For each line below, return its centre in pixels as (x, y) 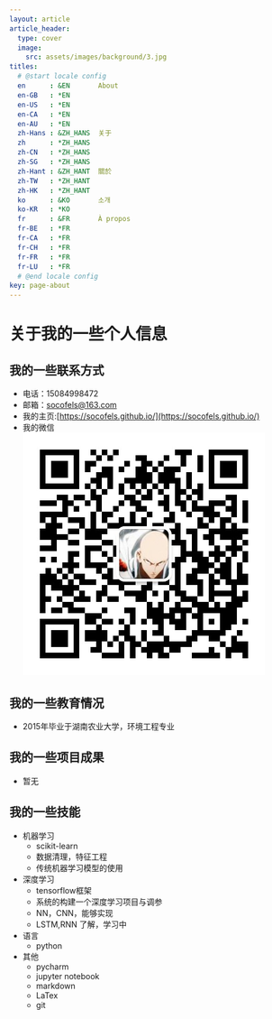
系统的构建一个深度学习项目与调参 (99, 902)
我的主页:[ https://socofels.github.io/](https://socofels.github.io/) (141, 416)
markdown (56, 986)
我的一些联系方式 (57, 370)
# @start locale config (62, 77)
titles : (24, 67)
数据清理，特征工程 (72, 857)
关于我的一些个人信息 (89, 334)
